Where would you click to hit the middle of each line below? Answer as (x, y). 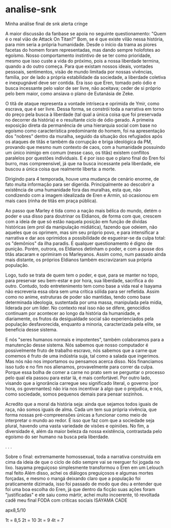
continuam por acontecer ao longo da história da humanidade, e (73, 313)
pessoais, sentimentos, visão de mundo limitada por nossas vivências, (79, 72)
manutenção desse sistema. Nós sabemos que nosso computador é (77, 345)
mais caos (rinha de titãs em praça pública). (52, 201)
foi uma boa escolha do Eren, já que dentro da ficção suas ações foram (80, 489)
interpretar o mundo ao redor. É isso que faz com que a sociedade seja (80, 420)
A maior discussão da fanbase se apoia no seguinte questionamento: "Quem (86, 33)
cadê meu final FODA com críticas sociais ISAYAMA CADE (66, 500)
